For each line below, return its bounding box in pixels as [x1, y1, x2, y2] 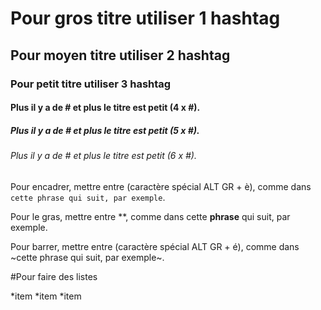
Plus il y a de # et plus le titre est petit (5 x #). [10, 124, 200, 136]
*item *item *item [10, 290, 82, 302]
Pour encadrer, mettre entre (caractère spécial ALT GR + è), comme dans [10, 180, 312, 192]
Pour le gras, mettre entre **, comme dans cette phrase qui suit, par [10, 210, 291, 222]
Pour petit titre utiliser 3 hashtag [10, 77, 172, 91]
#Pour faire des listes [10, 270, 98, 282]
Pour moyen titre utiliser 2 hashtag [10, 47, 231, 64]
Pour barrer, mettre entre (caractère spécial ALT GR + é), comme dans [10, 240, 300, 252]
